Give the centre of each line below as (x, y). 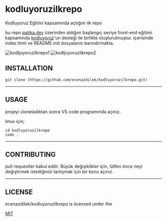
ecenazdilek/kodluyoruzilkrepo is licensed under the (59, 204)
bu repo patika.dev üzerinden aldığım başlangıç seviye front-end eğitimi (79, 32)
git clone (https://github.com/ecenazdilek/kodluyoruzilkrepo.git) (77, 80)
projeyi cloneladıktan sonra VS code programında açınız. (63, 111)
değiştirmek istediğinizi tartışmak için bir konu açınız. (59, 172)
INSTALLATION (29, 68)
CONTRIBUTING (31, 154)
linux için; (15, 121)
